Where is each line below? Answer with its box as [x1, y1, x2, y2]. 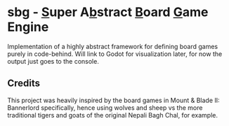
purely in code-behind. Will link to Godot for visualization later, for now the [7, 50, 223, 58]
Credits [7, 78, 41, 90]
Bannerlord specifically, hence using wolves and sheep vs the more [7, 103, 203, 112]
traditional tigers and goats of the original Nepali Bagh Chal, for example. [7, 111, 218, 119]
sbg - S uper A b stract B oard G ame [7, 4, 209, 20]
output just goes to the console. [7, 57, 100, 65]
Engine [7, 19, 49, 35]
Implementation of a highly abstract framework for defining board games [7, 42, 218, 50]
